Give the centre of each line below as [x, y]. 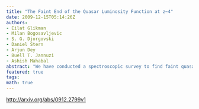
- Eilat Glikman [26, 28]
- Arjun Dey [21, 50]
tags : [13, 77]
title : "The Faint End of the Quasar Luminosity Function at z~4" [90, 11]
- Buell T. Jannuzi [30, 55]
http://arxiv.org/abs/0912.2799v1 [46, 100]
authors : [17, 22]
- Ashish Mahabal [28, 61]
